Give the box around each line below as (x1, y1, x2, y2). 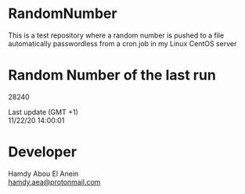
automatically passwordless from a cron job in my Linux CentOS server (8, 38, 237, 48)
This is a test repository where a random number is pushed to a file (8, 31, 225, 40)
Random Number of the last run (8, 66, 217, 84)
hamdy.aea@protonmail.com (8, 177, 101, 186)
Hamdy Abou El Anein (8, 169, 79, 178)
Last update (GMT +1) (8, 107, 78, 117)
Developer (8, 143, 77, 161)
